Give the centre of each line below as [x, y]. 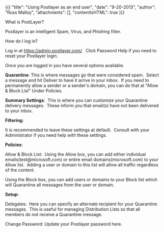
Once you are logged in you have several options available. [65, 65]
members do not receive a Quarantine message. [54, 214]
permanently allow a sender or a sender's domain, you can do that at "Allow [82, 85]
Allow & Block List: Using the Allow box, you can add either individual [75, 154]
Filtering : [14, 120]
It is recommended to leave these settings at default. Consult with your [77, 130]
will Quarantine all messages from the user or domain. [60, 185]
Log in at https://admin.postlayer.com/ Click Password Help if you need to [81, 51]
